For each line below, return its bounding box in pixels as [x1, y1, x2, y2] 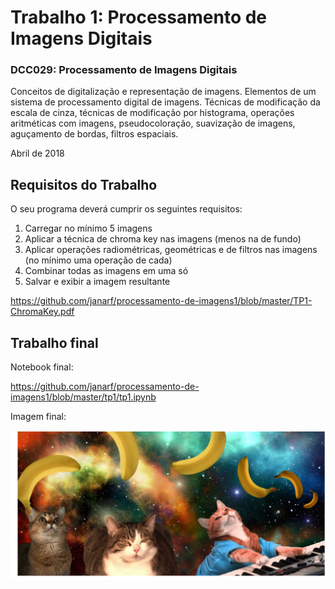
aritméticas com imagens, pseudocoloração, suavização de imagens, [10, 117, 296, 130]
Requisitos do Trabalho [10, 176, 158, 193]
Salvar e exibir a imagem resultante [24, 276, 171, 288]
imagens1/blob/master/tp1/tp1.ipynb [10, 391, 157, 403]
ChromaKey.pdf [10, 306, 75, 318]
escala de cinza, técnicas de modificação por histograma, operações [10, 107, 295, 119]
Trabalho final [10, 334, 99, 351]
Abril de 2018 [10, 147, 65, 160]
